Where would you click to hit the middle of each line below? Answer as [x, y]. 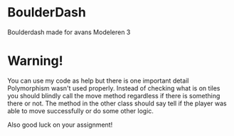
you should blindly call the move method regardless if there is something [114, 95]
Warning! [35, 61]
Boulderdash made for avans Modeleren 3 [69, 32]
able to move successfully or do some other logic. [81, 110]
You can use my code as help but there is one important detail [98, 80]
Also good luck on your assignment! [60, 125]
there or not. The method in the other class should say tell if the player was [117, 103]
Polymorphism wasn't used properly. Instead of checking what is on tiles [114, 88]
